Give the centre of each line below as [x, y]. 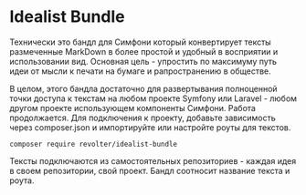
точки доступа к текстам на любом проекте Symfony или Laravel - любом [153, 98]
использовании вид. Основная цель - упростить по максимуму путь [143, 61]
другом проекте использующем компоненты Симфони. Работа [132, 108]
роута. [22, 180]
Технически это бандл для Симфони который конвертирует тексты [140, 42]
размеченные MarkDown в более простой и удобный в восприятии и [144, 51]
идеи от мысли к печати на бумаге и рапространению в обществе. [140, 71]
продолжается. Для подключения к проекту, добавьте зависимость [142, 118]
